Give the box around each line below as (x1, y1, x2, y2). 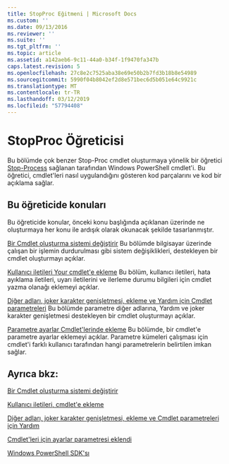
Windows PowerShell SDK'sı (7, 449, 90, 458)
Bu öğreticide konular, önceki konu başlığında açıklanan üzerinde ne (7, 218, 205, 226)
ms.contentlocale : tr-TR (7, 89, 80, 96)
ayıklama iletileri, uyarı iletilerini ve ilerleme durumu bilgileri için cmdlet (7, 275, 212, 283)
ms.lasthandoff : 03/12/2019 (7, 96, 90, 103)
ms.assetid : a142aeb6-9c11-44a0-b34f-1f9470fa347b (7, 56, 159, 64)
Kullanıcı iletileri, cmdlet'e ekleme (7, 400, 104, 409)
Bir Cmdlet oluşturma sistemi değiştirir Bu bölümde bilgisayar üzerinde (7, 239, 212, 247)
